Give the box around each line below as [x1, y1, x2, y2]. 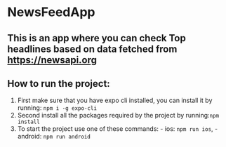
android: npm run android [17, 132, 91, 141]
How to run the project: [7, 78, 110, 90]
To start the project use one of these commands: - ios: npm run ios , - [17, 125, 218, 133]
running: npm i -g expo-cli [17, 104, 97, 112]
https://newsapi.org [7, 54, 97, 66]
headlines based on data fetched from [7, 43, 178, 55]
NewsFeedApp [7, 4, 95, 20]
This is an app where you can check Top [7, 32, 186, 44]
